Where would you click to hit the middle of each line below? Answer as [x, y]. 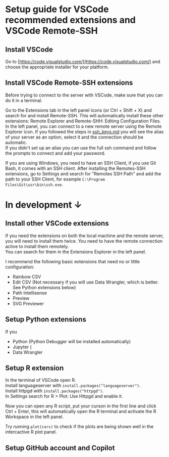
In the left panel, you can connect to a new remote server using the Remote [83, 126]
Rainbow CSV [27, 277]
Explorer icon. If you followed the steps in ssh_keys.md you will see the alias [84, 131]
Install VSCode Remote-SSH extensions [69, 83]
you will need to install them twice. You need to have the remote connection [84, 241]
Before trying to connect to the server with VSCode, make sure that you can [84, 95]
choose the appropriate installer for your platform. [57, 67]
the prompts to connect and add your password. [55, 153]
